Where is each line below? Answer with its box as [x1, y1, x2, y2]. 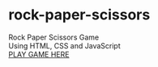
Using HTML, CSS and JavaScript [8, 40, 121, 50]
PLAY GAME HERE [8, 49, 70, 59]
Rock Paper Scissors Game [8, 32, 100, 42]
